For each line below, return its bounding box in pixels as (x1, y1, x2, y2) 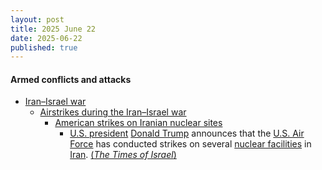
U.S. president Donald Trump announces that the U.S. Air (69, 127, 305, 140)
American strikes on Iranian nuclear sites (54, 117, 223, 129)
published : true (10, 42, 78, 53)
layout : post (10, 14, 65, 25)
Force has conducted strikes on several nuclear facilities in (69, 138, 312, 150)
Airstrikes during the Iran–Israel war (39, 106, 187, 118)
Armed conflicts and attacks (10, 73, 132, 85)
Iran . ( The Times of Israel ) (69, 149, 177, 161)
